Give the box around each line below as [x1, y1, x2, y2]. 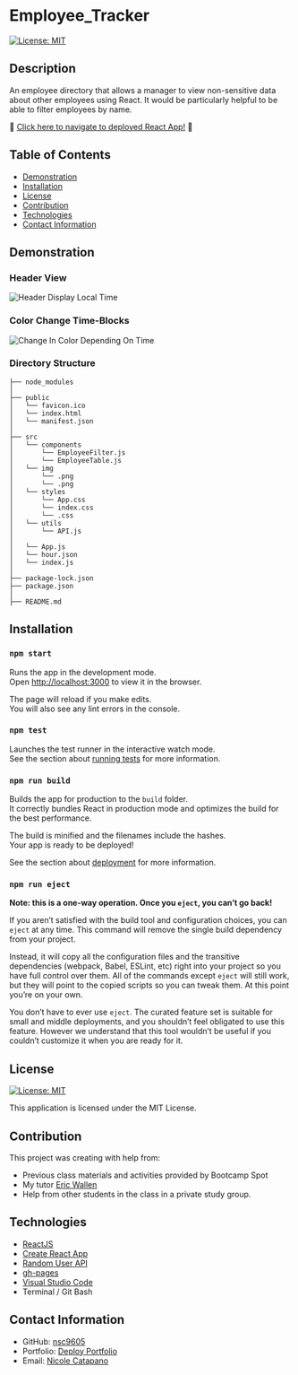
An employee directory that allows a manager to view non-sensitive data [9, 84, 277, 95]
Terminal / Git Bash [21, 1286, 93, 1297]
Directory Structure [9, 357, 96, 370]
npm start [9, 648, 52, 659]
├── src [9, 432, 38, 441]
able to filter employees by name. [9, 104, 132, 115]
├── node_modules [9, 378, 74, 387]
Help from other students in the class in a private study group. [21, 1189, 251, 1200]
